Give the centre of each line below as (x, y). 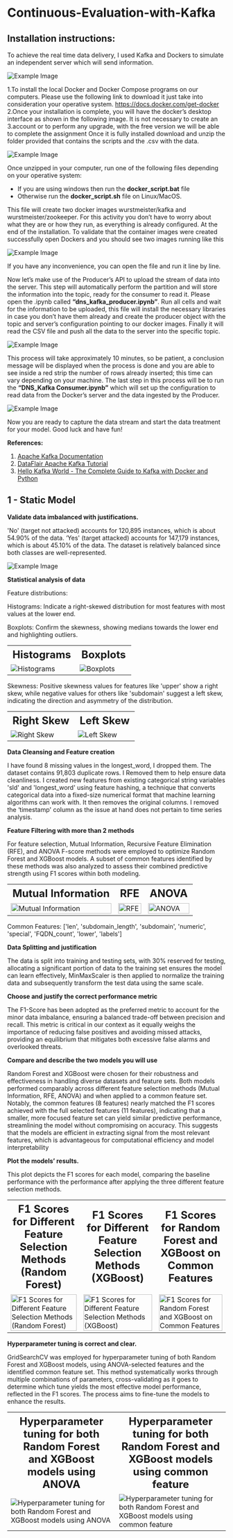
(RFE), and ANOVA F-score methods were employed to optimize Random (111, 851)
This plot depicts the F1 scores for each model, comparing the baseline (109, 1174)
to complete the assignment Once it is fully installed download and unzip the (116, 134)
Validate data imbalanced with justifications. (73, 517)
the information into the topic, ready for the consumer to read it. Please (109, 294)
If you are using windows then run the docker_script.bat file (103, 189)
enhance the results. (36, 1401)
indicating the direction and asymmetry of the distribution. (90, 700)
